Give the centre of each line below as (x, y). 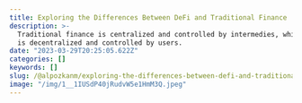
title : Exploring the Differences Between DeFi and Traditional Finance (148, 17)
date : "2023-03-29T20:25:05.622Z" (74, 51)
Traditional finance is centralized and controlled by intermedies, (148, 34)
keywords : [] (34, 68)
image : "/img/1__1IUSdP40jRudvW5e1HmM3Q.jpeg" (98, 84)
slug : (19, 76)
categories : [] (38, 59)
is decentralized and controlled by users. (100, 43)
